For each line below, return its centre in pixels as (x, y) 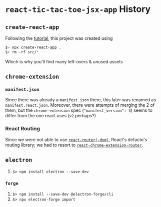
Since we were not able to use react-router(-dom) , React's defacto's (76, 139)
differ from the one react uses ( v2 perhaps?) (51, 116)
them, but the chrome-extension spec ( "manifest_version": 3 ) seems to (79, 110)
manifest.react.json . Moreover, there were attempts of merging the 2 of (80, 105)
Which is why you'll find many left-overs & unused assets (64, 61)
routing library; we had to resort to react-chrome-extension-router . (74, 145)
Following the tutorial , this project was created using (59, 38)
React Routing (23, 129)
